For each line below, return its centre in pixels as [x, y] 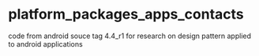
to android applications [45, 44]
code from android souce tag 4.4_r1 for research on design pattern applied [129, 36]
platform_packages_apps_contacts [126, 14]
